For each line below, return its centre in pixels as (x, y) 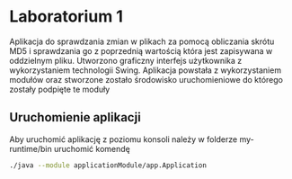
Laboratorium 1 (66, 17)
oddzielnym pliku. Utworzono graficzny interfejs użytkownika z (126, 60)
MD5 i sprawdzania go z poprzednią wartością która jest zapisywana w (141, 50)
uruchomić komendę (92, 148)
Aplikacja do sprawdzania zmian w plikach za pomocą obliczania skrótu (142, 41)
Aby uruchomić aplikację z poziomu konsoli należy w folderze (124, 139)
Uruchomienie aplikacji (75, 117)
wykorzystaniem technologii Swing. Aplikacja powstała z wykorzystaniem (145, 70)
